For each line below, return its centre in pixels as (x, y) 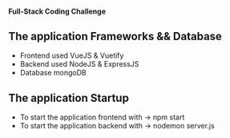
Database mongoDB (53, 73)
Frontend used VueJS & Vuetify (72, 55)
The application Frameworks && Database (115, 36)
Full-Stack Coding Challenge (57, 11)
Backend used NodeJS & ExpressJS (79, 64)
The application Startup (69, 97)
